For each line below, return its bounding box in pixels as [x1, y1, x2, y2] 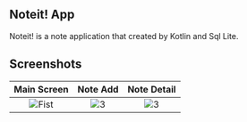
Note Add [77, 83, 119, 95]
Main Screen [13, 83, 69, 95]
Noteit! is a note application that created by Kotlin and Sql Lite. [9, 30, 239, 41]
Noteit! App [9, 7, 75, 22]
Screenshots [9, 57, 82, 72]
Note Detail [127, 83, 176, 95]
